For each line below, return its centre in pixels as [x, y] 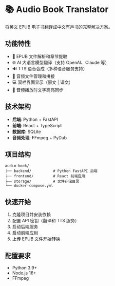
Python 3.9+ [25, 268]
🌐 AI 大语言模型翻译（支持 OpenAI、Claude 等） [61, 62]
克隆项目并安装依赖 [31, 214]
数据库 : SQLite [27, 132]
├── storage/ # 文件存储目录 [42, 181]
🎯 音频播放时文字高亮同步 [38, 90]
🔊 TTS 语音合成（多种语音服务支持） [50, 68]
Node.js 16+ [24, 273]
